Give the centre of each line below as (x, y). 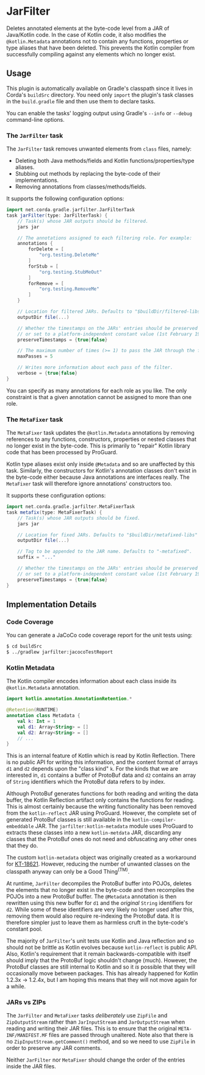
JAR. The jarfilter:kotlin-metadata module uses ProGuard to (114, 826)
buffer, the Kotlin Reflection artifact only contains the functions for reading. (100, 800)
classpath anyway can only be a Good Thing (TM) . (68, 871)
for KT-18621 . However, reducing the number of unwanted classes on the (98, 864)
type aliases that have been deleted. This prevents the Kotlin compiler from (101, 48)
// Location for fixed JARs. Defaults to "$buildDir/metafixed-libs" (108, 535)
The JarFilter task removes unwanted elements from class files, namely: (99, 149)
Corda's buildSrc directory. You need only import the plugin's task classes (100, 95)
